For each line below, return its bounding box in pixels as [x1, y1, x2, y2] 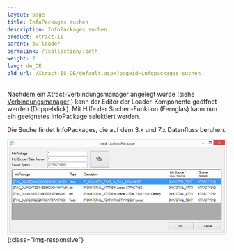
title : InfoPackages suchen [7, 18, 89, 26]
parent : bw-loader [7, 40, 61, 48]
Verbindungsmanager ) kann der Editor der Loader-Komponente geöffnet [7, 97, 217, 106]
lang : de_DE [7, 63, 42, 70]
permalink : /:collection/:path [7, 48, 98, 55]
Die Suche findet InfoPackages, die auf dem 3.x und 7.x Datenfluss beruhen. [7, 125, 226, 133]
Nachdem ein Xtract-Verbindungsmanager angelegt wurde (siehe [7, 90, 195, 98]
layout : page [7, 11, 45, 18]
